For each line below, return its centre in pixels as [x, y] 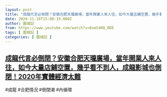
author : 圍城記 [20, 23]
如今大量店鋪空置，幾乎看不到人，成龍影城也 [86, 68]
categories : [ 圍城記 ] [28, 37]
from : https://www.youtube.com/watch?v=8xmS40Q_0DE [59, 28]
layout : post [19, 10]
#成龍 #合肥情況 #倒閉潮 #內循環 [39, 90]
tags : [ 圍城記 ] [22, 32]
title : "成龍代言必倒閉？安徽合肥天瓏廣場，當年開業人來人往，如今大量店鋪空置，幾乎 [82, 14]
